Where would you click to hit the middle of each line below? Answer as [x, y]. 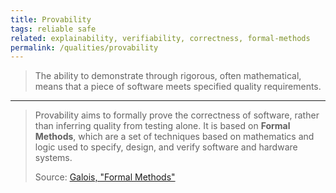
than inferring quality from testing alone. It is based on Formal [162, 126]
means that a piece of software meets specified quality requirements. [178, 87]
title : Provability [51, 19]
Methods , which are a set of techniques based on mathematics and [174, 137]
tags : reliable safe [53, 29]
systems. [53, 158]
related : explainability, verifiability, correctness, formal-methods [160, 38]
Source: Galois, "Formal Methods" [105, 177]
